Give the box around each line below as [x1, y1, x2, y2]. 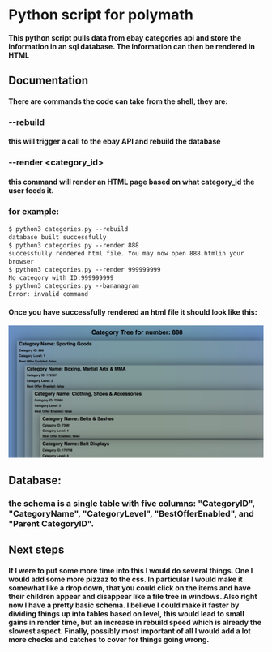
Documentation [8, 74, 89, 88]
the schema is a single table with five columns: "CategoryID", [8, 497, 255, 508]
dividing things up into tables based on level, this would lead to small [8, 608, 244, 618]
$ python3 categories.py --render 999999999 [8, 266, 161, 274]
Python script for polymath [8, 6, 194, 24]
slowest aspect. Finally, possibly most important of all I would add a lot [8, 626, 251, 636]
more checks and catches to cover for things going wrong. [8, 634, 210, 644]
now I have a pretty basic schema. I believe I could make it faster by [8, 600, 240, 610]
